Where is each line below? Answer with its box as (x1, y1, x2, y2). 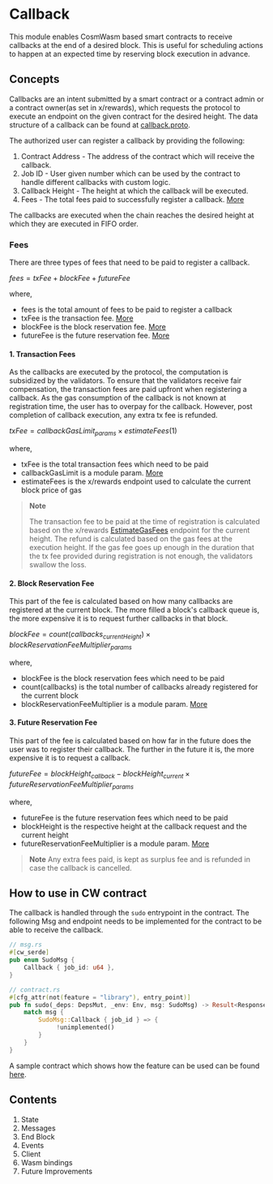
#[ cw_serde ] (9, 949, 49, 957)
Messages (20, 1123, 56, 1133)
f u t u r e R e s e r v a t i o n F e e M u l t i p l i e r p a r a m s (9, 779, 134, 791)
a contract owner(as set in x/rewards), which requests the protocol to (9, 102, 241, 112)
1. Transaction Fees (9, 349, 76, 359)
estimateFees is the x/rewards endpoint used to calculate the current (20, 476, 251, 487)
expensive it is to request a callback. (9, 753, 131, 763)
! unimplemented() (56, 1023, 115, 1031)
